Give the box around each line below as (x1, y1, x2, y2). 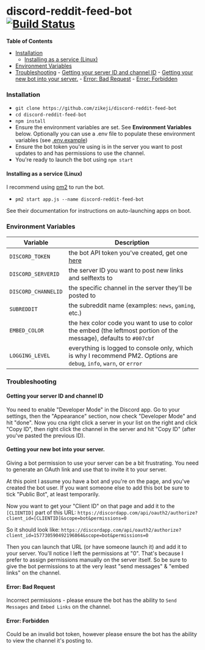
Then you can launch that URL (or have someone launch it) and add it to (6, 543, 187, 551)
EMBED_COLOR (9, 327, 45, 334)
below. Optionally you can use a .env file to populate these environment (15, 130, 195, 138)
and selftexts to (68, 273, 113, 282)
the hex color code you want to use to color (68, 318, 193, 327)
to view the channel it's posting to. (6, 637, 93, 645)
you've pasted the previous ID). (6, 432, 85, 439)
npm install (15, 118, 46, 124)
